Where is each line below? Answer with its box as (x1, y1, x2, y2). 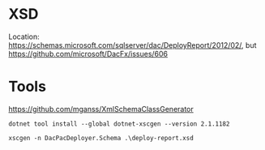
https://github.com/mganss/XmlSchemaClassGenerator (8, 104, 194, 114)
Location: (8, 32, 40, 41)
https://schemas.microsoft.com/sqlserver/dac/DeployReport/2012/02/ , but (8, 40, 257, 49)
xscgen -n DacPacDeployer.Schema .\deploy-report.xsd (8, 134, 194, 142)
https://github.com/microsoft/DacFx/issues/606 (8, 49, 169, 58)
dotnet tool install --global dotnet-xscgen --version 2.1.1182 (8, 119, 230, 128)
